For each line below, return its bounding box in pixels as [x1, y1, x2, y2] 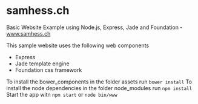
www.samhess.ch [6, 30, 51, 37]
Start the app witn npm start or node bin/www [6, 91, 117, 98]
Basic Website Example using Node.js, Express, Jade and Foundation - [6, 24, 183, 31]
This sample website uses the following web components [6, 42, 150, 49]
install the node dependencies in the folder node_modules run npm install [6, 84, 193, 91]
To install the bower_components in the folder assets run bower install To [6, 78, 193, 85]
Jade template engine [15, 60, 70, 67]
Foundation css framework [15, 66, 82, 73]
